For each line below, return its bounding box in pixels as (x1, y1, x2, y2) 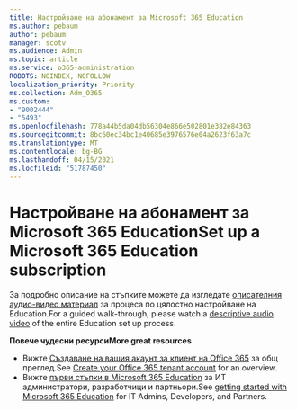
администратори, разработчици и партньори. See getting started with (22, 381, 288, 392)
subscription (9, 260, 107, 280)
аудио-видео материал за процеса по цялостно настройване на (9, 299, 256, 310)
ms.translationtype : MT (9, 138, 99, 147)
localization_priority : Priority (9, 80, 135, 89)
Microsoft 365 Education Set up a (9, 221, 261, 242)
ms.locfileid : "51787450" (9, 164, 106, 173)
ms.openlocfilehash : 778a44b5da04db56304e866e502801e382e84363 (9, 122, 252, 131)
